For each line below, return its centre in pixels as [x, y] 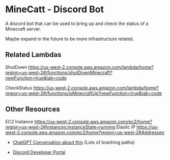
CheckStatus [19, 88]
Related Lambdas [33, 55]
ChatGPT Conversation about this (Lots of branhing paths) [74, 142]
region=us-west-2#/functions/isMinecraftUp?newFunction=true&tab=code [83, 93]
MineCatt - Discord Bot [55, 9]
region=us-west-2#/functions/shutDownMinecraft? [59, 72]
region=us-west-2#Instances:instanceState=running [60, 127]
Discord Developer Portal [39, 152]
